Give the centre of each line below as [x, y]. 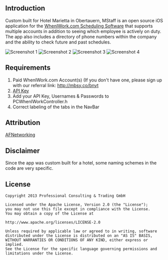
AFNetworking [20, 135]
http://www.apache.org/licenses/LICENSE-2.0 [53, 223]
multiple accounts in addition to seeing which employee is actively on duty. [83, 31]
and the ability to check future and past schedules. [58, 42]
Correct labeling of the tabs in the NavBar [56, 107]
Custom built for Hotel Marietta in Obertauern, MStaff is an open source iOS [84, 20]
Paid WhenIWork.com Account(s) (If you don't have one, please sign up [87, 80]
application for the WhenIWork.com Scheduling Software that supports [79, 26]
